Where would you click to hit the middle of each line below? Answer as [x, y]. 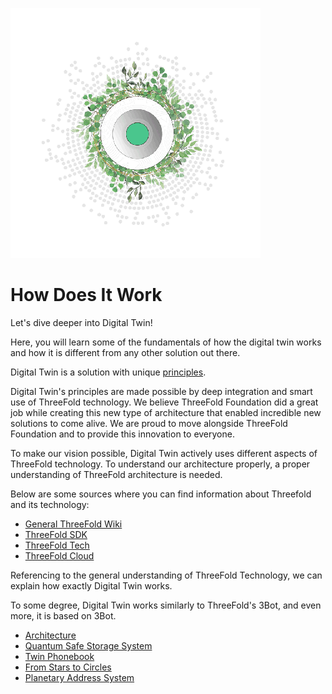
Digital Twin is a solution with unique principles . [108, 372]
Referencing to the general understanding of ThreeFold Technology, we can [166, 575]
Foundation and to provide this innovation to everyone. [122, 434]
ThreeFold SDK [56, 534]
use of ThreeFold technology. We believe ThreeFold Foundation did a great [164, 402]
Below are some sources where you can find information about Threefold [161, 494]
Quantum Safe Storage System [88, 645]
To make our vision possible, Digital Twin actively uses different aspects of [164, 453]
